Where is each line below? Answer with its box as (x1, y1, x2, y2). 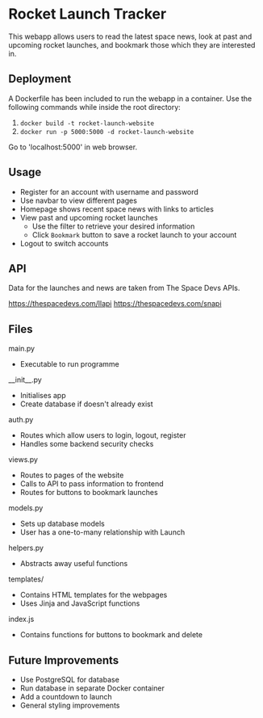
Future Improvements (8, 653, 119, 667)
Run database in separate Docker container (19, 683, 165, 693)
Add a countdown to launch (19, 692, 112, 701)
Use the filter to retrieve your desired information (31, 221, 195, 231)
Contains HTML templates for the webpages (19, 590, 168, 600)
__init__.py (8, 375, 42, 384)
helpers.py (8, 543, 44, 553)
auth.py (8, 415, 34, 425)
